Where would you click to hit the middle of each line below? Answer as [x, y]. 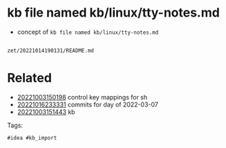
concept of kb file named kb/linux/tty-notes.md [88, 32]
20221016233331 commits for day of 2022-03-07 [88, 104]
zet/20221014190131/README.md [51, 50]
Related [29, 78]
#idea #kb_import [32, 138]
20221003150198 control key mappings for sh [82, 97]
